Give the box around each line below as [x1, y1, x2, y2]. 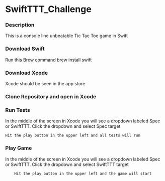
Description [5, 22, 35, 29]
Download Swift [5, 45, 45, 52]
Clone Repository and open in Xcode [5, 93, 97, 100]
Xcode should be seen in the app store [5, 81, 86, 87]
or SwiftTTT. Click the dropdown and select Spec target [5, 123, 121, 129]
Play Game [5, 144, 32, 151]
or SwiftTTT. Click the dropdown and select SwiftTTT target [5, 161, 129, 167]
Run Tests [5, 106, 30, 113]
